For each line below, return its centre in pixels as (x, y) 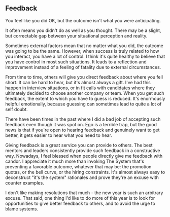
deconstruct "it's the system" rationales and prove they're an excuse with (82, 177)
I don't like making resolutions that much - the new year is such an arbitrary (84, 193)
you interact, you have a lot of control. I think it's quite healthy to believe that (85, 56)
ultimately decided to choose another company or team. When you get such (85, 93)
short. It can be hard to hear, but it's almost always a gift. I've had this (78, 82)
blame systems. (22, 209)
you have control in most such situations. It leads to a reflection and (76, 62)
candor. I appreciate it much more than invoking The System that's (75, 161)
